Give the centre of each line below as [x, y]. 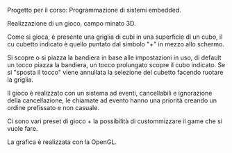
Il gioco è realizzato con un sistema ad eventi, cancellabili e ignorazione [110, 93]
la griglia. [20, 80]
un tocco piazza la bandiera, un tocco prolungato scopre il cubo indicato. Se [116, 65]
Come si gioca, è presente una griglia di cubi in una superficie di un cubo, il [115, 37]
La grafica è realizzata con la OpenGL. [62, 142]
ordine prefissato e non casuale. [53, 108]
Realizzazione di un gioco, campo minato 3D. [72, 23]
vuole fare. [23, 128]
